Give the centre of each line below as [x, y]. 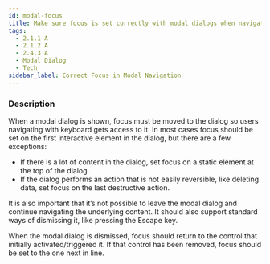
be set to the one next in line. [56, 253]
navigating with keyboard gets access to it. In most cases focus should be [131, 129]
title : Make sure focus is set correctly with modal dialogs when [122, 23]
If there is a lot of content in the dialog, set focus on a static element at [137, 162]
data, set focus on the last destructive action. [95, 187]
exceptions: [27, 146]
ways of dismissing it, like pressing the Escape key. [93, 220]
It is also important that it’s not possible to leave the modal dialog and [123, 203]
